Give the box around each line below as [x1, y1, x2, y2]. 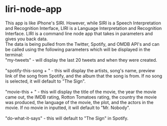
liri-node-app [5, 3, 62, 15]
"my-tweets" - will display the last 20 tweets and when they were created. [5, 57, 158, 63]
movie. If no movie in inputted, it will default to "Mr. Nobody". [5, 105, 131, 111]
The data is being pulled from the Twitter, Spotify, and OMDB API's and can [5, 41, 160, 47]
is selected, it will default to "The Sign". [5, 78, 86, 84]
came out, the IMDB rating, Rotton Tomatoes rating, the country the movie [5, 94, 157, 100]
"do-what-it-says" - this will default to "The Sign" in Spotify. [5, 115, 129, 121]
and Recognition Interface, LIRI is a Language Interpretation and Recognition [5, 25, 162, 31]
